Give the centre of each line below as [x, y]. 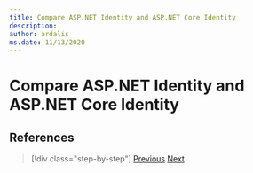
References [42, 137]
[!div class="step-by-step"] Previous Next [107, 159]
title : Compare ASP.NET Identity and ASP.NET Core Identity [123, 17]
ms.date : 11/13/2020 [47, 42]
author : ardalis [39, 34]
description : [33, 26]
